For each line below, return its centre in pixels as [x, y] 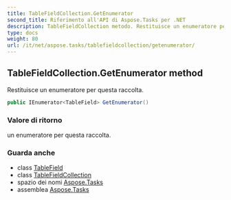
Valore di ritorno [35, 120]
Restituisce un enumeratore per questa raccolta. [76, 89]
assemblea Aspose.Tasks [53, 190]
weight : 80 [23, 39]
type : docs [23, 33]
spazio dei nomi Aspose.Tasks [60, 182]
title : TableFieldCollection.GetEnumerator [70, 13]
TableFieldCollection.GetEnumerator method [105, 73]
